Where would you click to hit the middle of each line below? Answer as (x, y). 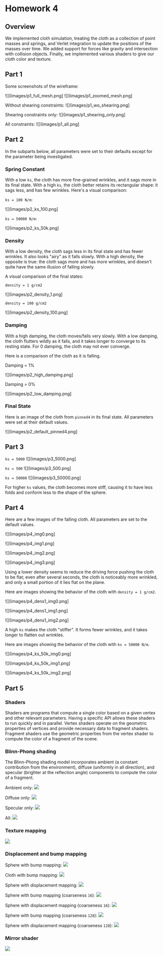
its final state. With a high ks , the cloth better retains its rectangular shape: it (81, 185)
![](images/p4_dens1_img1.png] (37, 611)
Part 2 (14, 140)
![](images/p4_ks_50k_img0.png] (38, 654)
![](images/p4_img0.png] (30, 534)
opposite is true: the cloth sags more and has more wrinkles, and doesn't (78, 262)
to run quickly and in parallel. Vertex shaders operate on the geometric (76, 723)
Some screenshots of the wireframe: (42, 86)
